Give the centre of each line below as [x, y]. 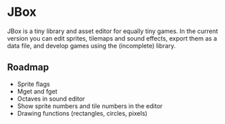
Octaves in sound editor [51, 99]
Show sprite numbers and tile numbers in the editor [90, 106]
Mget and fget [37, 91]
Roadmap [28, 67]
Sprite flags [33, 84]
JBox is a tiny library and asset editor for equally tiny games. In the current [112, 31]
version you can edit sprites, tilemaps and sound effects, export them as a [112, 38]
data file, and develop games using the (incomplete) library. [92, 45]
